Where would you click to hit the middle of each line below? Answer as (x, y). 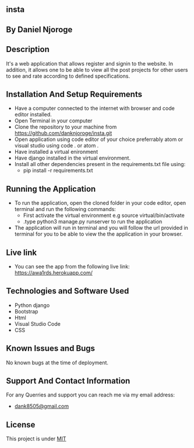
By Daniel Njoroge (39, 30)
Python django (32, 305)
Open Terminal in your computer (53, 121)
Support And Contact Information (68, 381)
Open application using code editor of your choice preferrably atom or (99, 139)
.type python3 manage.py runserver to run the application (93, 222)
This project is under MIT (36, 439)
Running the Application (51, 189)
